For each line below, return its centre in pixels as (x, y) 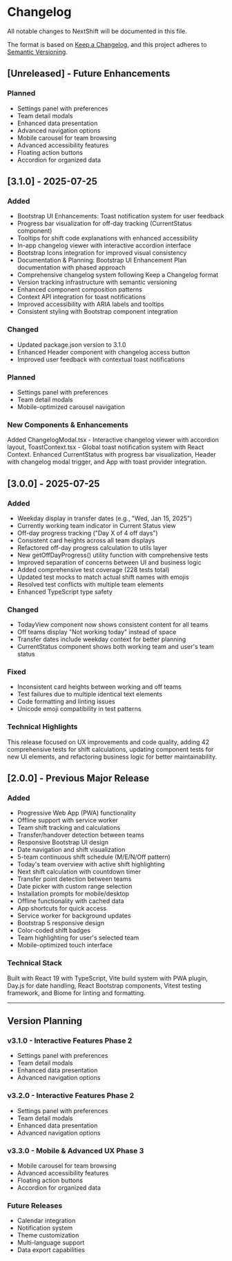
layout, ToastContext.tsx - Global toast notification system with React (105, 447)
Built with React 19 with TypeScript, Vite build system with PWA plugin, (108, 978)
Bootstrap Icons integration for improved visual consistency (102, 253)
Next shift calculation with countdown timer (79, 872)
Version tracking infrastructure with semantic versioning (97, 282)
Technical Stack (35, 963)
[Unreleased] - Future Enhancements (89, 74)
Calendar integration (46, 1221)
